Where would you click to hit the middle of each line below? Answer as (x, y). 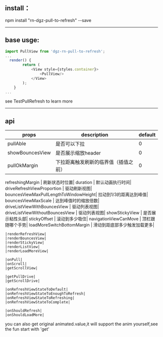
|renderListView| (23, 247)
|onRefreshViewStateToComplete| (38, 302)
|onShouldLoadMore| (25, 315)
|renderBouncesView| (26, 239)
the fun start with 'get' (27, 329)
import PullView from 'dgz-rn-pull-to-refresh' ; (55, 51)
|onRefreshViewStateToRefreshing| (40, 298)
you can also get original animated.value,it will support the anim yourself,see (81, 324)
